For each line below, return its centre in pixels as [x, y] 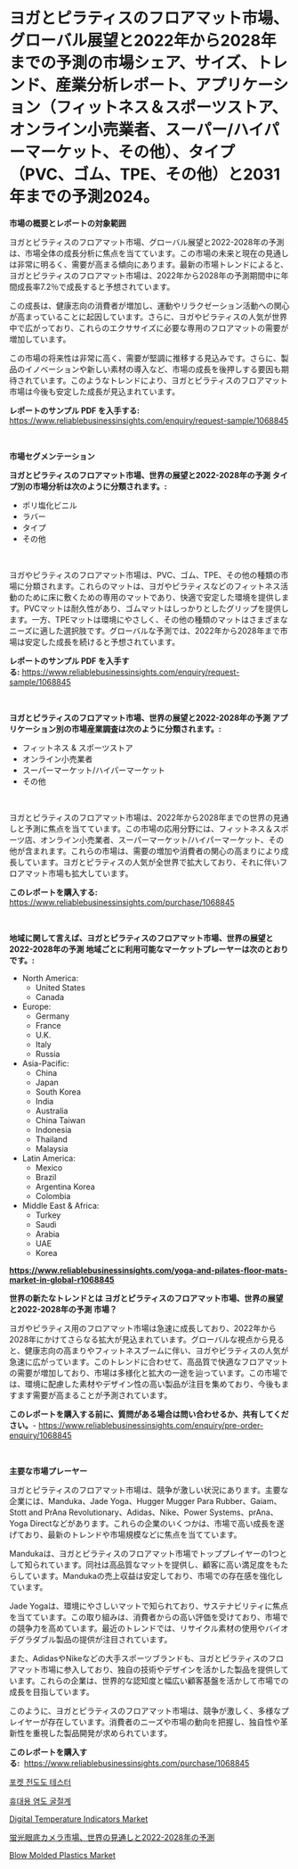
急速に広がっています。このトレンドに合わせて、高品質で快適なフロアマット [149, 1361]
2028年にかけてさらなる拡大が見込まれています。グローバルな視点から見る [147, 1339]
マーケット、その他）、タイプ [130, 152]
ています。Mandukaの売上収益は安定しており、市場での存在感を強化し [153, 1575]
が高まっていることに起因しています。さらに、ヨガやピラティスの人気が [141, 317]
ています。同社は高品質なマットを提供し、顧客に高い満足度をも [164, 1564]
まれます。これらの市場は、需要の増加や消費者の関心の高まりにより [157, 851]
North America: [50, 978]
